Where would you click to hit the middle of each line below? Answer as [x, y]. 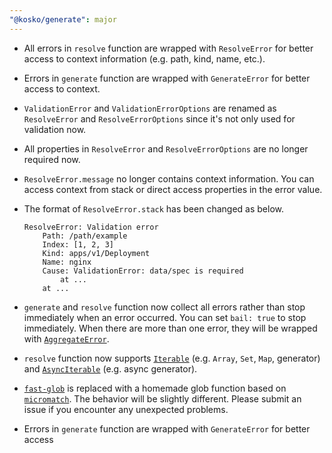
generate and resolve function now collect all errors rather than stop [164, 307]
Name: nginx [67, 262]
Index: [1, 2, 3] [78, 244]
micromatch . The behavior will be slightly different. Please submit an [162, 398]
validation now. [55, 129]
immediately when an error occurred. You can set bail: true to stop [165, 317]
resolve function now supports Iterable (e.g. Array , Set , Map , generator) [172, 358]
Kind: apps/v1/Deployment [96, 253]
